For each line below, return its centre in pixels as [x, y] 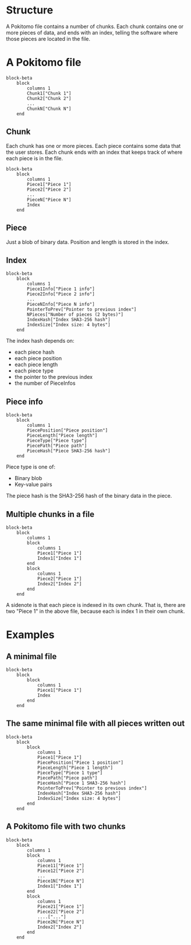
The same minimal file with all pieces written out [95, 724]
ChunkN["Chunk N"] [49, 109]
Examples [30, 635]
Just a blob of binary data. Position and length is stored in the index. [88, 242]
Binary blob [28, 478]
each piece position [38, 358]
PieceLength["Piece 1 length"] [75, 768]
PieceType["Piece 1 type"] [70, 772]
